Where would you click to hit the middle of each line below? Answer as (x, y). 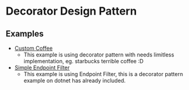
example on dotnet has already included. (74, 81)
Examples (25, 34)
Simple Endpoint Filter (42, 67)
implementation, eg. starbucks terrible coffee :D (84, 61)
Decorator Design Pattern (71, 11)
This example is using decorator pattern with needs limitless (99, 55)
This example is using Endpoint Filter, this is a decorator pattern (103, 74)
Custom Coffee (33, 48)
